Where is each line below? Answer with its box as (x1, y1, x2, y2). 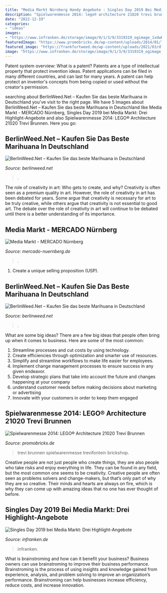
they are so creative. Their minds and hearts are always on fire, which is (5, 480, 153, 486)
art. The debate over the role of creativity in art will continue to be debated (5, 205, 158, 212)
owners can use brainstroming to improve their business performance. (5, 561, 150, 567)
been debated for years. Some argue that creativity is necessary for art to (5, 195, 156, 201)
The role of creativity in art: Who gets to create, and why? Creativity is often (5, 185, 161, 191)
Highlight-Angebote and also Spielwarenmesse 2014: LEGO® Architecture (5, 115, 156, 121)
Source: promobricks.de (5, 440, 55, 446)
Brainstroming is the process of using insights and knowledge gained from (5, 566, 158, 572)
